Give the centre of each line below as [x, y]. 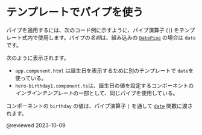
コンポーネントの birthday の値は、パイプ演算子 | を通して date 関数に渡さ [99, 106]
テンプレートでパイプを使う [75, 12]
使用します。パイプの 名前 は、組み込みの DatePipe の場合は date [117, 37]
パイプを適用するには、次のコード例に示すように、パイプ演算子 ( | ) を [93, 30]
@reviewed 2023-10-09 [36, 125]
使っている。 [31, 78]
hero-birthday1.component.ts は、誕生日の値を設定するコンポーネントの [104, 85]
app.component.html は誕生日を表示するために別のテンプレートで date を [104, 70]
